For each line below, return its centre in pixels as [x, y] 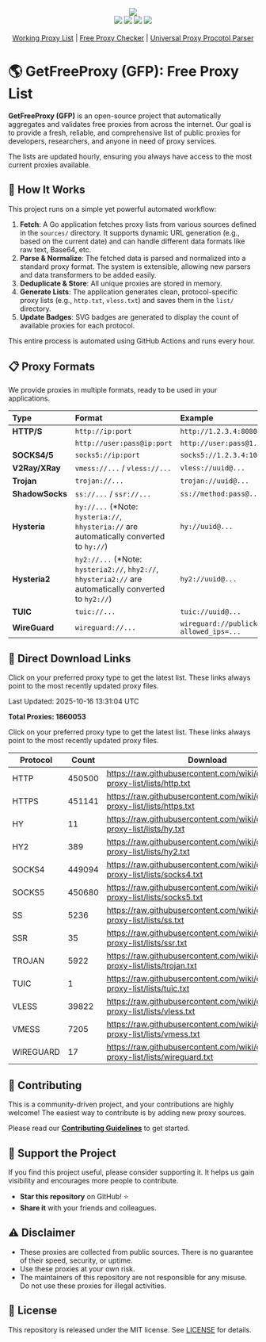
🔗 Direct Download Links [70, 658]
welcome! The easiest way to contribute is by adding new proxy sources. [127, 1113]
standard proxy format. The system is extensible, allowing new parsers [135, 266]
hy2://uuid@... [209, 579]
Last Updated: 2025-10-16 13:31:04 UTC [74, 701]
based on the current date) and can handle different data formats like [132, 241]
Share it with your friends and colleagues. [88, 1208]
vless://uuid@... [213, 468]
